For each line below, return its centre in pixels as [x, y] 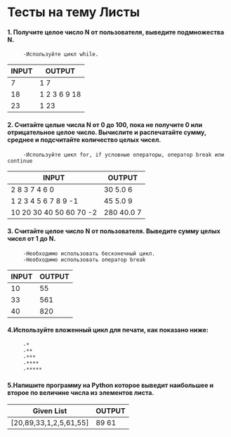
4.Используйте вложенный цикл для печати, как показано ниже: [108, 330]
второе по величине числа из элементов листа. [81, 392]
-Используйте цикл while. [61, 54]
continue [20, 161]
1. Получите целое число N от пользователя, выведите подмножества [116, 32]
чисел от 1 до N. [32, 239]
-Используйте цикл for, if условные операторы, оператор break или [124, 155]
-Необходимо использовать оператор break [84, 260]
